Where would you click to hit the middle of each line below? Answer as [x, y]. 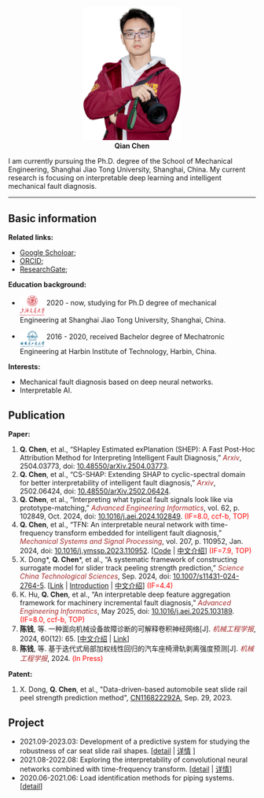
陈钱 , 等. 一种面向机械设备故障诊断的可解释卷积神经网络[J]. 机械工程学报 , [137, 629]
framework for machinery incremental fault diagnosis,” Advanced [125, 603]
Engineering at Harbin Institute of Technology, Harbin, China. [118, 352]
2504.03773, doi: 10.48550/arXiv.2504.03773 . [94, 466]
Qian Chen [132, 146]
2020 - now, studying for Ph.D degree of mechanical [131, 303]
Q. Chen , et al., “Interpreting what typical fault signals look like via [126, 500]
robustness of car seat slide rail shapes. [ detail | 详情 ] [107, 751]
